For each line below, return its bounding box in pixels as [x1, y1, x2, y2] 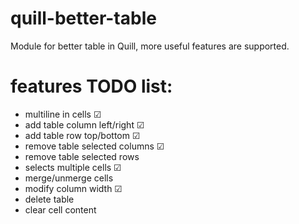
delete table [24, 193, 75, 205]
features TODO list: [10, 75, 173, 98]
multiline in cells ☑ [24, 108, 102, 120]
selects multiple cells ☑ [24, 161, 122, 173]
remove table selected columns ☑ [24, 140, 165, 152]
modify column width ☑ [24, 182, 123, 194]
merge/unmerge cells [24, 172, 114, 184]
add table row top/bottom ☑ [24, 129, 141, 141]
